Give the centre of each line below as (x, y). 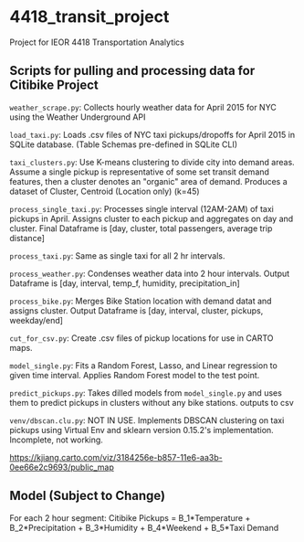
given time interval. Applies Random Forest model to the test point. (135, 375)
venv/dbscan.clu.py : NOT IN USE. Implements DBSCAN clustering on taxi (147, 420)
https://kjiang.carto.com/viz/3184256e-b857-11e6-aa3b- (116, 457)
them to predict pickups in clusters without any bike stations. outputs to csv (152, 402)
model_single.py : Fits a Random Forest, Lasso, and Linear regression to (144, 365)
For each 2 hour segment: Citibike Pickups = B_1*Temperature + (130, 517)
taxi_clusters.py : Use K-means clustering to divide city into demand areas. (152, 162)
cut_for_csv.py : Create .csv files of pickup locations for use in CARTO (142, 338)
